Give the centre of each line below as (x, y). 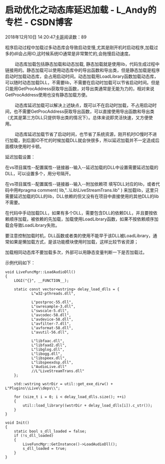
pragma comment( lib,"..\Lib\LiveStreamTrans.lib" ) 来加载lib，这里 (87, 190)
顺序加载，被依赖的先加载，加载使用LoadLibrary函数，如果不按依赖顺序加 (84, 219)
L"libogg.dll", (47, 354)
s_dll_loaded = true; (45, 448)
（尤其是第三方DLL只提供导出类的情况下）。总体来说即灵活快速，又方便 (77, 117)
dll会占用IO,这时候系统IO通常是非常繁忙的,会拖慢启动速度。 (73, 53)
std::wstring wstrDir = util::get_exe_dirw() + (63, 384)
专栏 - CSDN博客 (39, 22)
